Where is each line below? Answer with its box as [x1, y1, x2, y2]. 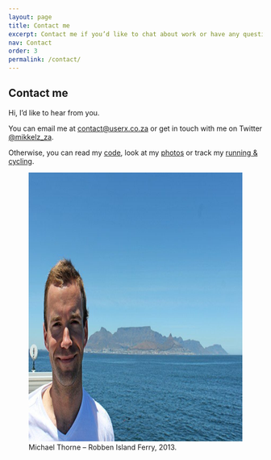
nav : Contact [8, 39, 52, 47]
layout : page [8, 13, 52, 21]
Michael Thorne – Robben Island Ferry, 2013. [28, 442, 177, 452]
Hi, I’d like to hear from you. [8, 107, 100, 117]
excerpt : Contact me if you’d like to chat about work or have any [8, 30, 240, 38]
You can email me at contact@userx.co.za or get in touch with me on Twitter [8, 123, 263, 133]
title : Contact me [8, 21, 70, 30]
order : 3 [8, 47, 38, 56]
